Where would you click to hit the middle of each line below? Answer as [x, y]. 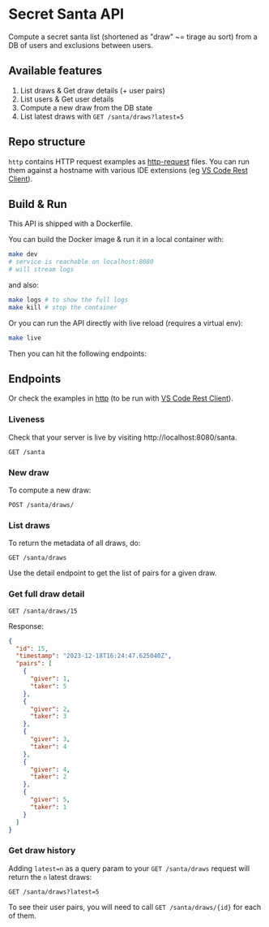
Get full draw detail [47, 594]
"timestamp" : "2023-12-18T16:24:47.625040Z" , [94, 656]
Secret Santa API [66, 14]
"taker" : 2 [48, 777]
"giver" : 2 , [50, 709]
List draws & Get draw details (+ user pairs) [93, 90]
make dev [23, 254]
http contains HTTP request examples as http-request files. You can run [129, 161]
